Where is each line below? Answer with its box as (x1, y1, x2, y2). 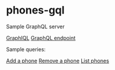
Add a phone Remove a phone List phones (6, 57, 109, 64)
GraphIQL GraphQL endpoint (6, 34, 75, 41)
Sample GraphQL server (6, 23, 65, 30)
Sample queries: (6, 45, 46, 53)
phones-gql (6, 4, 65, 17)
